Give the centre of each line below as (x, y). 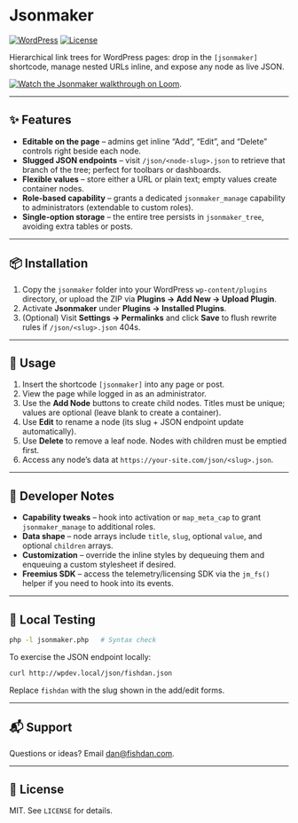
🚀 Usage (32, 363)
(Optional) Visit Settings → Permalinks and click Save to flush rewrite (149, 317)
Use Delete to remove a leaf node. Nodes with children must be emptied (154, 441)
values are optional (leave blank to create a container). (122, 412)
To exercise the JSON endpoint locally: (80, 656)
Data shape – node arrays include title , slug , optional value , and (142, 537)
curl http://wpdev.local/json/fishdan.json (91, 673)
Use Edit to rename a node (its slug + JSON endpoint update (133, 422)
